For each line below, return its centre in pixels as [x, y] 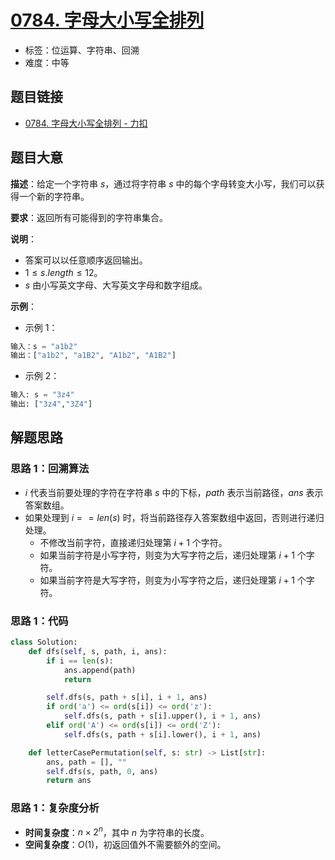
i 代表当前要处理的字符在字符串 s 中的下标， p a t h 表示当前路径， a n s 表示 [174, 492]
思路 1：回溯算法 [50, 469]
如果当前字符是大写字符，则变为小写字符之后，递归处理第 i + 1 [167, 580]
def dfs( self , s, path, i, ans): [98, 651]
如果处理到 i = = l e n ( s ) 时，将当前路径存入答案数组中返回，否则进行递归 [174, 517]
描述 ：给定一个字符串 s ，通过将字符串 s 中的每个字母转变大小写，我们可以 [163, 183]
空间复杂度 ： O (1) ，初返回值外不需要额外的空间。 [125, 845]
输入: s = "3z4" [42, 395]
